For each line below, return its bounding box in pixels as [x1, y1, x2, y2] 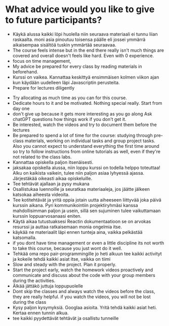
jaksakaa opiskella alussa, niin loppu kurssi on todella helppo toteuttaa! [12, 165, 160, 171]
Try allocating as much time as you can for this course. [12, 95, 128, 101]
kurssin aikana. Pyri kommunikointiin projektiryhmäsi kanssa [12, 202, 138, 208]
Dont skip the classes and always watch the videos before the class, [12, 288, 155, 294]
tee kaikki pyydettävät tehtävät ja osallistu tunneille [12, 315, 119, 321]
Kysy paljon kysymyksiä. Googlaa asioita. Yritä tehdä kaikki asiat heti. [12, 304, 157, 310]
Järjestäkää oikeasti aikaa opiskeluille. [12, 175, 93, 181]
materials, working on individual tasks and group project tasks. [24, 138, 155, 144]
